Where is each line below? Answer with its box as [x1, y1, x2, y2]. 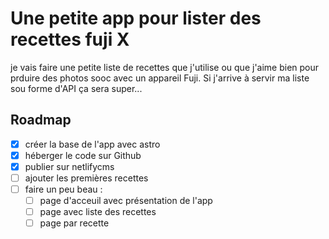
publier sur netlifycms [24, 160, 115, 172]
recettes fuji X [10, 28, 130, 51]
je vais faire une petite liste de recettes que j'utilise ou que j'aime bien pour [10, 61, 320, 73]
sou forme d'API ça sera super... [10, 82, 143, 94]
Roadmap [10, 112, 72, 129]
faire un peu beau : [24, 183, 103, 195]
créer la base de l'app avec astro [24, 138, 161, 150]
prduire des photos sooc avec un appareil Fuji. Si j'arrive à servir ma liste [10, 72, 310, 84]
